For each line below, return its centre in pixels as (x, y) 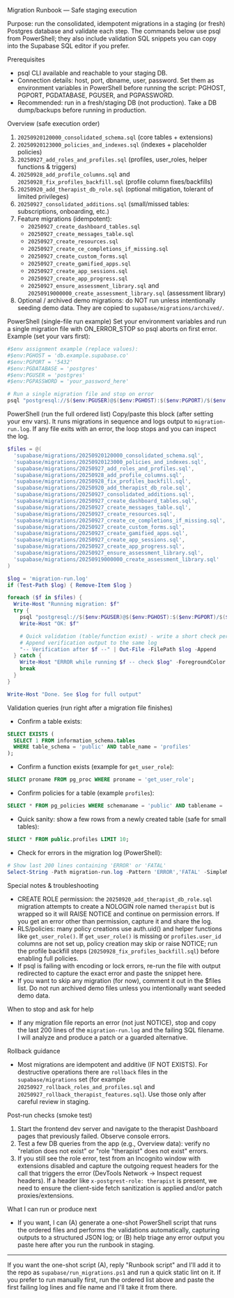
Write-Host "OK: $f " (49, 624)
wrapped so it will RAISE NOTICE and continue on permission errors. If (118, 914)
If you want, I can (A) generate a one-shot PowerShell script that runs (117, 1223)
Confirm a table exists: (49, 721)
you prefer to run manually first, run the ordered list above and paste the (111, 1279)
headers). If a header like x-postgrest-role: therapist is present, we (117, 1181)
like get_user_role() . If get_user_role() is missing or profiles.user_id (119, 936)
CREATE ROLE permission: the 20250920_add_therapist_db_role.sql (115, 899)
